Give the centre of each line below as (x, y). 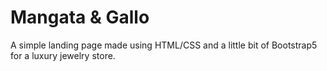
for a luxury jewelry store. (63, 55)
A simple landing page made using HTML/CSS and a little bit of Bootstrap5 (164, 45)
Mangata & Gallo (80, 17)
